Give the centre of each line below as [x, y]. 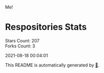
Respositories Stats [46, 27]
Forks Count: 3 [20, 46]
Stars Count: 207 [22, 40]
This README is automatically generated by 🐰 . [52, 65]
